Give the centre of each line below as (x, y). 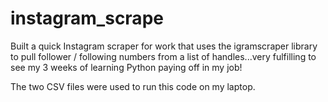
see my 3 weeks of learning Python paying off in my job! (126, 67)
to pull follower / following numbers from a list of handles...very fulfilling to (163, 56)
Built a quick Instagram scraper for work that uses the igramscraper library (164, 46)
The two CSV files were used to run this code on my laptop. (133, 86)
